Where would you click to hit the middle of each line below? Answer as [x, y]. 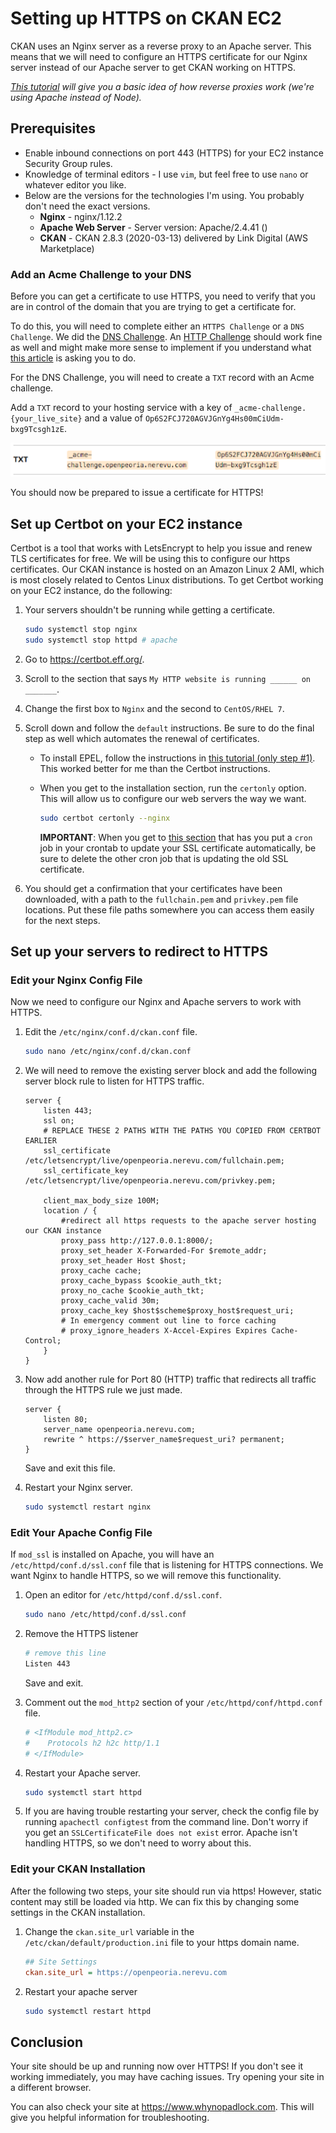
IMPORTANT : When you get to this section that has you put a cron [176, 837]
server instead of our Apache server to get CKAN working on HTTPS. [153, 67]
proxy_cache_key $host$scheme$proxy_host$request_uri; [178, 1311]
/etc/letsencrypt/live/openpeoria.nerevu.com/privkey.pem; [150, 1181]
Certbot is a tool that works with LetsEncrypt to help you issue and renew [161, 548]
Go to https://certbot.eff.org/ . [84, 659]
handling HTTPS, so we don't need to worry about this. [138, 1843]
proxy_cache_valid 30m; [110, 1301]
